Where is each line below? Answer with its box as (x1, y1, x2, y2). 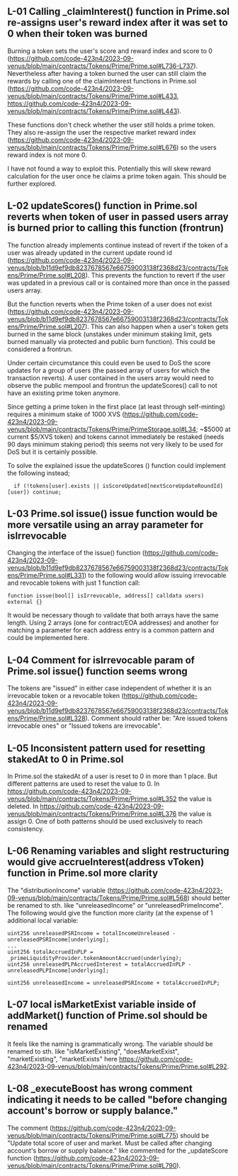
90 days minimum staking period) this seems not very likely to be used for (7, 440, 224, 448)
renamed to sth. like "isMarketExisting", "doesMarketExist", (7, 1047, 179, 1056)
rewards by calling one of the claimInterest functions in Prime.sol (7, 76, 197, 85)
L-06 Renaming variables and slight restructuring (7, 845, 229, 857)
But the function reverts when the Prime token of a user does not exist (7, 299, 212, 308)
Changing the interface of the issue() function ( (7, 549, 145, 557)
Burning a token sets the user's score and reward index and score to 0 (7, 46, 212, 55)
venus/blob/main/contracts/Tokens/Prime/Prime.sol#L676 (7, 143, 177, 152)
